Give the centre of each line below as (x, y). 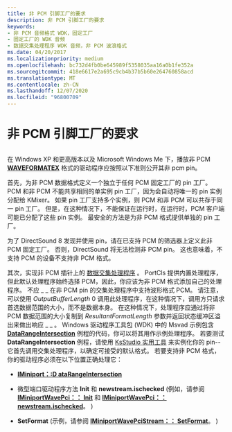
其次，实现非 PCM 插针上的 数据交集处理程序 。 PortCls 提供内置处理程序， (115, 273)
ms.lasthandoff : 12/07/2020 (48, 91)
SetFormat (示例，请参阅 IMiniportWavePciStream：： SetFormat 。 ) (117, 421)
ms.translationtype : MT (42, 78)
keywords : (21, 26)
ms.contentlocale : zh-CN (43, 85)
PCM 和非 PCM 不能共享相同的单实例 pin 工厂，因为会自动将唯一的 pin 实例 (115, 191)
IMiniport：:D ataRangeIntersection (70, 374)
